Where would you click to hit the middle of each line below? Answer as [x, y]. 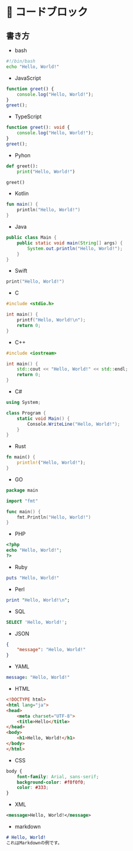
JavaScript [28, 78]
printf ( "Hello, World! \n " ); [51, 320]
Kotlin [22, 193]
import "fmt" [22, 501]
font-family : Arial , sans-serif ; [58, 776]
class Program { [26, 413]
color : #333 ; [33, 788]
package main [22, 490]
